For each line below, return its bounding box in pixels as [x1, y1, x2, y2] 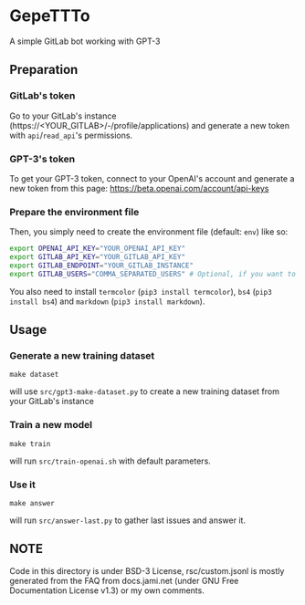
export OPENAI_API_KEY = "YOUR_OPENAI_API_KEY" [9, 244, 185, 254]
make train [9, 439, 51, 448]
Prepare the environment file [9, 205, 140, 218]
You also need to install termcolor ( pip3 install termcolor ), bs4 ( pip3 [9, 286, 272, 297]
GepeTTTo [9, 5, 90, 26]
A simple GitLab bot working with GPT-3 [9, 36, 161, 47]
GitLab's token [9, 89, 76, 102]
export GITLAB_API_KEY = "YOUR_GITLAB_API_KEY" [9, 253, 185, 262]
